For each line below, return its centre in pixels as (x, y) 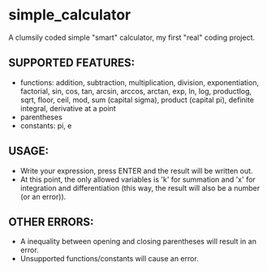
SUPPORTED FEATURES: (72, 63)
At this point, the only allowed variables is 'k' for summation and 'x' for (138, 179)
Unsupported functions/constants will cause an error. (109, 259)
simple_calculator (70, 15)
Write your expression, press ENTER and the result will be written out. (136, 170)
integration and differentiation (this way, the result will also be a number (140, 187)
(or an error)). (43, 196)
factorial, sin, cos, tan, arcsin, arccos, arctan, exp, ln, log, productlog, (136, 91)
